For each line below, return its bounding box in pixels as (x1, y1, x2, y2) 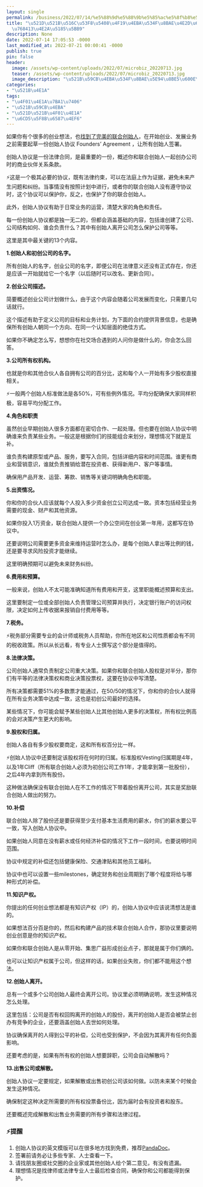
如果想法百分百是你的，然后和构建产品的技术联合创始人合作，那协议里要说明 (6, 924, 197, 931)
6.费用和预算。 (6, 573, 43, 581)
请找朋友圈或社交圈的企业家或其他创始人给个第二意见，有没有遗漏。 (14, 1159, 185, 1166)
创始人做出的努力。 (11, 791, 59, 799)
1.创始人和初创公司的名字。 (6, 249, 74, 257)
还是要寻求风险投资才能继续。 (6, 547, 80, 555)
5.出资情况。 (6, 486, 38, 494)
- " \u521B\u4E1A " (6, 88, 50, 94)
